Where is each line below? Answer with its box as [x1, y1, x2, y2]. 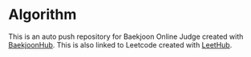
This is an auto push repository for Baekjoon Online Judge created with [8, 32, 244, 41]
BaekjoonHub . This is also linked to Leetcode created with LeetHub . [8, 40, 233, 49]
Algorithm [8, 6, 77, 24]
